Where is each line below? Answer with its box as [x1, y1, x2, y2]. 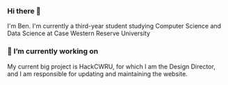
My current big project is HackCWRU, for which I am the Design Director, [7, 62, 215, 70]
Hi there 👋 [7, 6, 42, 16]
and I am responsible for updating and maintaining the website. [7, 69, 188, 78]
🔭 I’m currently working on [7, 46, 99, 56]
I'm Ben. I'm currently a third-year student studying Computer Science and [7, 22, 221, 30]
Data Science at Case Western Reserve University [7, 29, 151, 37]
